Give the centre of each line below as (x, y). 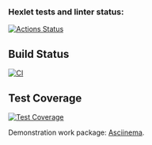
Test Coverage (45, 98)
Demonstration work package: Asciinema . (76, 132)
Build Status (39, 54)
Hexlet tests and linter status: (66, 12)
